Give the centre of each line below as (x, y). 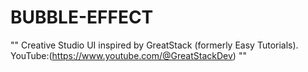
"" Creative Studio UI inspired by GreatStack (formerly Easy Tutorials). (154, 45)
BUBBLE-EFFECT (82, 17)
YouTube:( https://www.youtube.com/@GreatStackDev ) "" (128, 55)
